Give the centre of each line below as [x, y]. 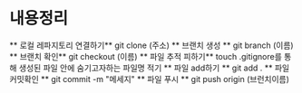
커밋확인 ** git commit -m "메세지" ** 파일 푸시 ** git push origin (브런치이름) [150, 79]
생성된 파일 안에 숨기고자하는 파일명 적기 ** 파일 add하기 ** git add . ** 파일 [154, 68]
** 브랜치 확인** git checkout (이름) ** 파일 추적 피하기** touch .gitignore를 [146, 56]
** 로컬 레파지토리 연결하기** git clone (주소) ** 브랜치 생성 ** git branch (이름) [151, 45]
